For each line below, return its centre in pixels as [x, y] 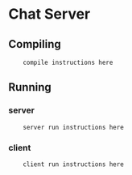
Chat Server [49, 14]
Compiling [35, 44]
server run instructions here [74, 127]
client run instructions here [74, 164]
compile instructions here [68, 62]
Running [30, 87]
